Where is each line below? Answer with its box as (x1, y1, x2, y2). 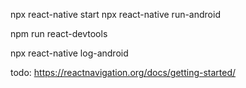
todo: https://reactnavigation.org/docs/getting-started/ (10, 67, 237, 78)
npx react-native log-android (10, 47, 129, 59)
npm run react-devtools (10, 28, 108, 39)
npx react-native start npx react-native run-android (10, 9, 221, 20)
